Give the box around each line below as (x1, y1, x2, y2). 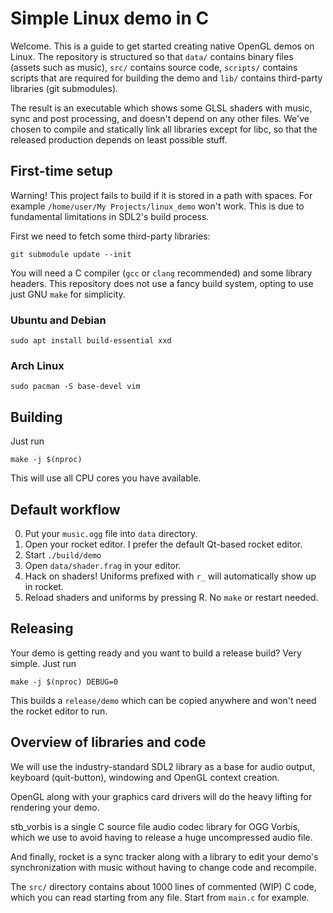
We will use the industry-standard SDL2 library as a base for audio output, (10, 760, 316, 772)
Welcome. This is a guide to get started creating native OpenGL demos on (10, 40, 315, 52)
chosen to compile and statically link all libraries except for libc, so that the (10, 123, 318, 135)
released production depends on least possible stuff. (10, 133, 228, 146)
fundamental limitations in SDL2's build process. (10, 210, 210, 222)
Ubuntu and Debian (10, 313, 107, 327)
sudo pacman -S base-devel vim (10, 382, 141, 392)
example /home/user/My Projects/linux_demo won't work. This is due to (10, 200, 305, 212)
